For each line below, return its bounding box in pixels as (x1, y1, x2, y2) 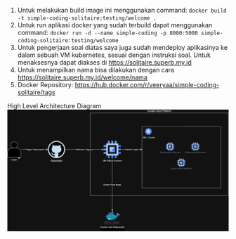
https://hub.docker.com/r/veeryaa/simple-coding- (74, 81, 220, 89)
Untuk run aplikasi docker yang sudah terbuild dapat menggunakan (17, 21, 213, 29)
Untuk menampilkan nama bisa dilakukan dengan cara (17, 66, 174, 74)
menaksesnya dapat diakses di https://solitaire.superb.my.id (17, 58, 192, 66)
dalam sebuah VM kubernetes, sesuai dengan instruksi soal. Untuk (17, 51, 211, 59)
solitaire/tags (17, 88, 55, 96)
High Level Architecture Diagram (7, 102, 102, 110)
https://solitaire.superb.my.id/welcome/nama (17, 73, 147, 82)
